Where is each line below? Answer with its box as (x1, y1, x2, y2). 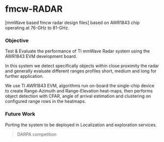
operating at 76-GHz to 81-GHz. (5, 24, 70, 30)
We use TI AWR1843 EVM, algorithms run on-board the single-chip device (5, 83, 155, 89)
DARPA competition (17, 131, 57, 137)
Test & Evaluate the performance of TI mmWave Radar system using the (5, 48, 150, 54)
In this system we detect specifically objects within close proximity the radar (5, 63, 159, 69)
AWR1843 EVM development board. (5, 53, 77, 59)
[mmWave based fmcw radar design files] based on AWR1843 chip (5, 20, 140, 25)
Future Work (5, 111, 35, 118)
